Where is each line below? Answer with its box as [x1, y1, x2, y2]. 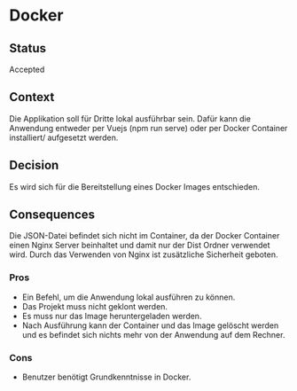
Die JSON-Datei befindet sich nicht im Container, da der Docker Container [9, 231, 280, 241]
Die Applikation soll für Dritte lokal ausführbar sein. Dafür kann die [9, 113, 251, 124]
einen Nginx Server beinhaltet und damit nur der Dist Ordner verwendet [9, 240, 270, 251]
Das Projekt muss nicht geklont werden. [21, 301, 168, 311]
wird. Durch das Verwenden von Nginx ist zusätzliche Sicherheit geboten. [9, 249, 278, 260]
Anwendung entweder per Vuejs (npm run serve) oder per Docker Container [9, 122, 288, 133]
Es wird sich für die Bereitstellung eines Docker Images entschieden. [9, 181, 260, 192]
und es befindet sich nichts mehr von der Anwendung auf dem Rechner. [21, 329, 285, 340]
